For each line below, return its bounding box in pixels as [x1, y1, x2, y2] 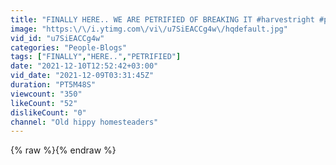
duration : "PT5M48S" [10, 80, 97, 90]
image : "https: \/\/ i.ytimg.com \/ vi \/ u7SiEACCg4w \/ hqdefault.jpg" [10, 24, 288, 34]
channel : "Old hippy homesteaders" [10, 117, 159, 127]
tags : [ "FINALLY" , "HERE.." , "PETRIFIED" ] [10, 52, 182, 62]
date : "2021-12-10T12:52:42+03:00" [10, 61, 159, 71]
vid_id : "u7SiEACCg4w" [10, 33, 105, 43]
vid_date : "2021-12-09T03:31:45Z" [10, 71, 155, 81]
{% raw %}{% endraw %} [10, 144, 117, 156]
